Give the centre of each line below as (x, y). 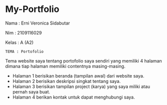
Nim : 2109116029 (23, 32)
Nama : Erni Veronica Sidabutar (38, 23)
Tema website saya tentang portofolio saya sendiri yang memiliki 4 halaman (84, 60)
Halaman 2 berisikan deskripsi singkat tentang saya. (66, 81)
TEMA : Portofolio (24, 51)
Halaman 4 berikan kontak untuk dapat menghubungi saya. (74, 97)
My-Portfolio (32, 9)
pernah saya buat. (31, 91)
